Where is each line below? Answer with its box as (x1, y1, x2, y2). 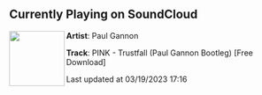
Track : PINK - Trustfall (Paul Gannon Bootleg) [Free (65, 47, 254, 58)
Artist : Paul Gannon (65, 30, 139, 40)
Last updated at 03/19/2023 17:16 (65, 74, 188, 84)
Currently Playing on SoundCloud (9, 7, 198, 22)
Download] (65, 56, 106, 67)
